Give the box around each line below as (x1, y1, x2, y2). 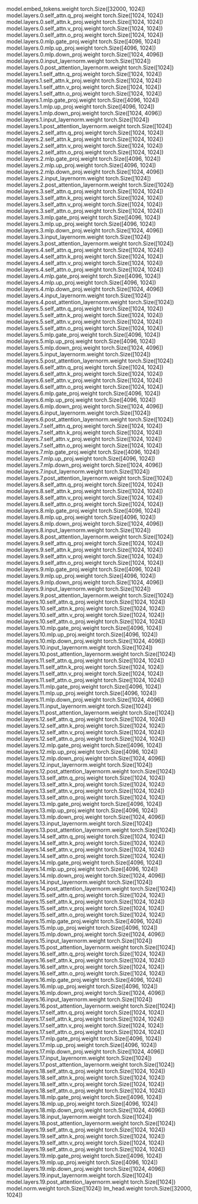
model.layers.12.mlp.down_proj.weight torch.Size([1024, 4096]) (6, 754, 166, 762)
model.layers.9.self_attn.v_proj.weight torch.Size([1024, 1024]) (6, 553, 163, 560)
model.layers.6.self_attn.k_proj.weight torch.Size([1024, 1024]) (6, 370, 163, 377)
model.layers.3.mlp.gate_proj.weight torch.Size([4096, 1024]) (6, 214, 161, 221)
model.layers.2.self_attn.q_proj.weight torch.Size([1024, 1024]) (6, 129, 164, 136)
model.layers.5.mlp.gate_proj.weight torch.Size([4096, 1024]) (6, 331, 161, 338)
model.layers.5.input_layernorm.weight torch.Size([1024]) (6, 351, 151, 358)
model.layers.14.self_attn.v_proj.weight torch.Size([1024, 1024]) (6, 846, 165, 853)
